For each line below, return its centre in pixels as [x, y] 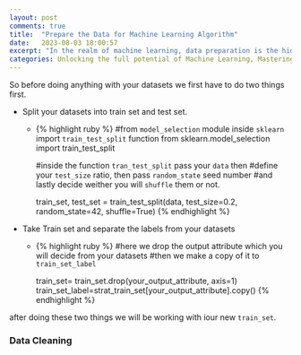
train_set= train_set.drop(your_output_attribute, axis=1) [136, 281]
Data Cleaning [41, 340]
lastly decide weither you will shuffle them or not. [128, 184]
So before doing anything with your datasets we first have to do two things [147, 85]
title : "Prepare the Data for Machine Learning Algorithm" [124, 34]
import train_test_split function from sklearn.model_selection [153, 139]
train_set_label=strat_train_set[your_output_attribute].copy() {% [152, 290]
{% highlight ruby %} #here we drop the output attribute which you [159, 246]
